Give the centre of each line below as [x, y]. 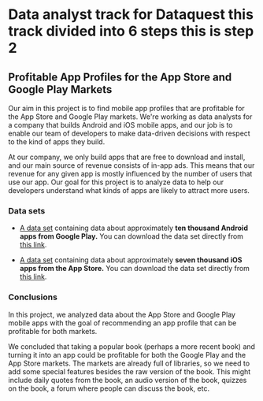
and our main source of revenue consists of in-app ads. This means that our [131, 165]
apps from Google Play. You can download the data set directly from [131, 236]
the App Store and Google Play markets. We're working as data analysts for [130, 117]
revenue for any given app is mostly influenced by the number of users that [130, 174]
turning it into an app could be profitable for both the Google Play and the [127, 355]
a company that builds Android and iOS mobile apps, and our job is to [121, 125]
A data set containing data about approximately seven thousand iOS [131, 260]
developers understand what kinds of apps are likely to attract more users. [129, 190]
